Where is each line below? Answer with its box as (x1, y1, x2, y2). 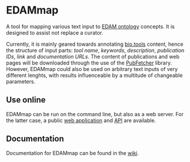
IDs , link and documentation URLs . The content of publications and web (6, 53, 180, 60)
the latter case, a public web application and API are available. (6, 117, 157, 124)
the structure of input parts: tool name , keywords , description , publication (6, 46, 185, 53)
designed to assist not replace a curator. (6, 29, 104, 36)
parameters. (6, 77, 36, 85)
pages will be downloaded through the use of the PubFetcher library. (6, 59, 172, 66)
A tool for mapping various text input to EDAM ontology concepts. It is (6, 23, 175, 30)
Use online (6, 95, 46, 105)
